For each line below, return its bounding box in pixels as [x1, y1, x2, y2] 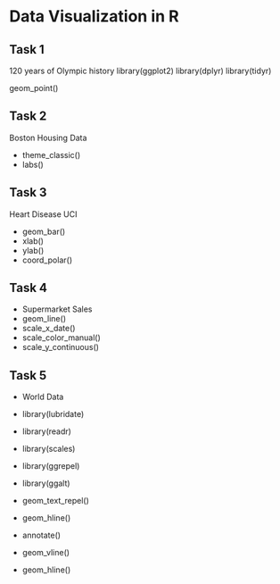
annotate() [21, 530, 61, 541]
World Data [21, 391, 64, 403]
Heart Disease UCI [9, 208, 78, 220]
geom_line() [21, 313, 67, 324]
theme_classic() [21, 149, 81, 160]
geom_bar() [21, 226, 66, 237]
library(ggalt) [21, 478, 70, 488]
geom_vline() [21, 547, 70, 558]
